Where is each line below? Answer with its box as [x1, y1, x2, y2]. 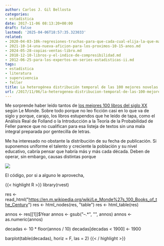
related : [5, 35, 23, 40]
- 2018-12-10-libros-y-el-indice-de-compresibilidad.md [5, 52, 121, 58]
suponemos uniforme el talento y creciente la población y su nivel [5, 143, 138, 149]
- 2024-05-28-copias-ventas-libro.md [5, 48, 82, 53]
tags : [5, 62, 16, 67]
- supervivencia [5, 75, 38, 80]
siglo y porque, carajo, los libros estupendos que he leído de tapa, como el [5, 113, 155, 119]
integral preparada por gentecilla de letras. [5, 128, 91, 135]
